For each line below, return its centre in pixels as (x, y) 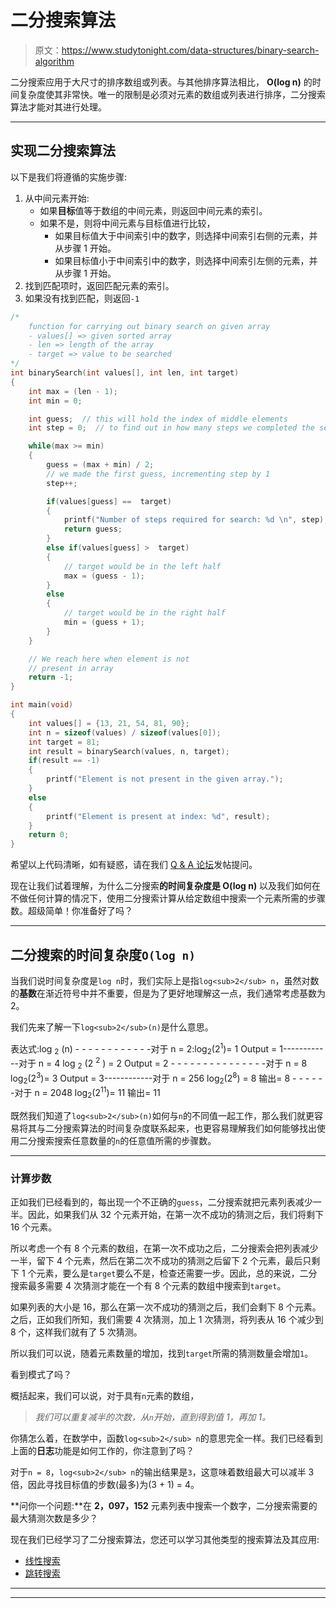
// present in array (71, 668)
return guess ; (93, 529)
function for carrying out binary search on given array (149, 326)
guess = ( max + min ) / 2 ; (100, 465)
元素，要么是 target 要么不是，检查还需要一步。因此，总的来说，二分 (177, 1273)
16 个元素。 (34, 1227)
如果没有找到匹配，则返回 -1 (82, 298)
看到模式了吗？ (41, 1375)
